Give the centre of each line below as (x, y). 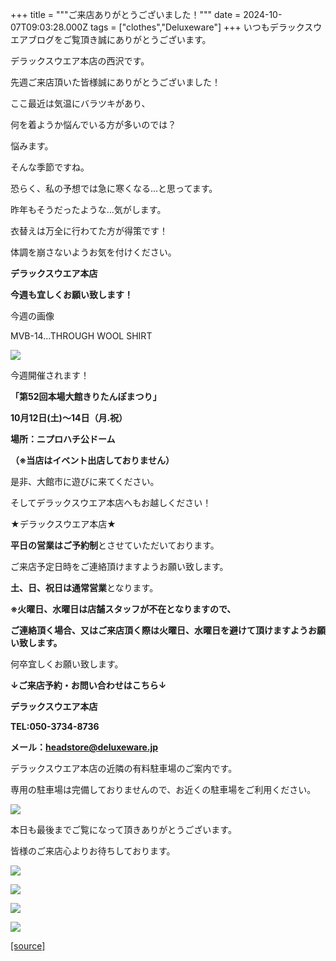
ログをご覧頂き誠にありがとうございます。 (124, 39)
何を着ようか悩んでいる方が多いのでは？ (93, 124)
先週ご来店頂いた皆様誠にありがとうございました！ (115, 82)
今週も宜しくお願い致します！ (71, 294)
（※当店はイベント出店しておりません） (92, 460)
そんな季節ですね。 (50, 167)
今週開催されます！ (50, 375)
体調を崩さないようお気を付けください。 (93, 252)
